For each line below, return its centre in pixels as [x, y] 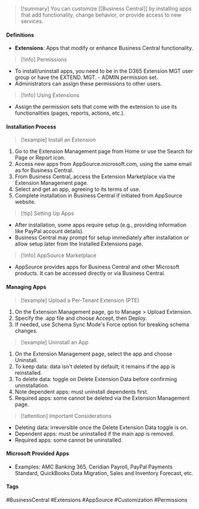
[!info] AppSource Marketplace [59, 256]
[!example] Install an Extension [58, 140]
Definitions [20, 34]
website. [25, 202]
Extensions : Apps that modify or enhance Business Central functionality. [104, 48]
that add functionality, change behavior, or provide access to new [101, 15]
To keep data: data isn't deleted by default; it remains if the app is [95, 366]
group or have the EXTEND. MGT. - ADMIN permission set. [86, 77]
